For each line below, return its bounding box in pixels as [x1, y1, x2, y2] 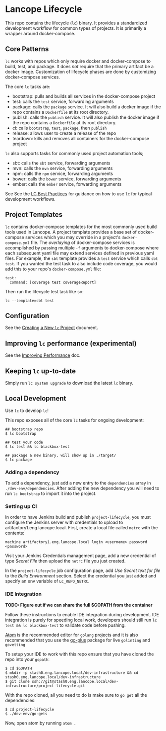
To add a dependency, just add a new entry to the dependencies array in [5, 480, 151, 486]
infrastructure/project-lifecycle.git [5, 683, 85, 688]
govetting [5, 642, 26, 647]
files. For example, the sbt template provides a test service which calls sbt [5, 255, 158, 261]
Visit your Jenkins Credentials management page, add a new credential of [5, 553, 156, 559]
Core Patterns [5, 45, 49, 53]
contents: [5, 530, 25, 536]
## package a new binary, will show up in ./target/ [5, 453, 116, 458]
